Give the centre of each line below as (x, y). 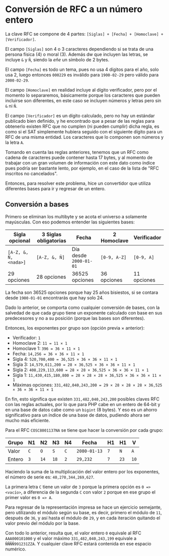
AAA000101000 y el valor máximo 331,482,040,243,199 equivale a (71, 538)
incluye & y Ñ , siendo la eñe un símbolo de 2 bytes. (57, 59)
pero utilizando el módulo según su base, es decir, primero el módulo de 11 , (83, 512)
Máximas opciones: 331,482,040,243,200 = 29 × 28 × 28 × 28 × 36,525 (87, 385)
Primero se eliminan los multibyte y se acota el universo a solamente (76, 216)
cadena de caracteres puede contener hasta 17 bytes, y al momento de (79, 157)
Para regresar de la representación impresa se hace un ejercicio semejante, (83, 507)
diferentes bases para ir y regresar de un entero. (55, 188)
